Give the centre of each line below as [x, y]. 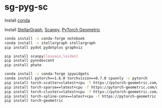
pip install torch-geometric [34, 101]
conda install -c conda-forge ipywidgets [47, 74]
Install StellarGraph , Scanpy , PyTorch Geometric [52, 29]
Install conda [17, 20]
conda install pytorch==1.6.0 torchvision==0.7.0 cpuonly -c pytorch [76, 79]
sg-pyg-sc [26, 7]
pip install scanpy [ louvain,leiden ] [41, 56]
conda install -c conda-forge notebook [45, 38]
